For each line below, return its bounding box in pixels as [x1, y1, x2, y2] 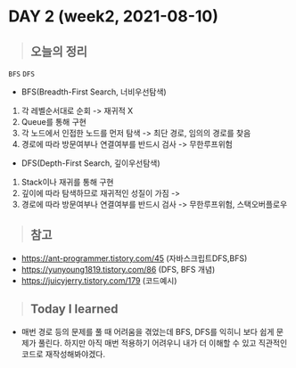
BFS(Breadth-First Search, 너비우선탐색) [21, 86, 167, 97]
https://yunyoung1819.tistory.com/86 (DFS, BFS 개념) [21, 264, 216, 274]
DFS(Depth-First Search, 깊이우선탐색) [21, 158, 161, 168]
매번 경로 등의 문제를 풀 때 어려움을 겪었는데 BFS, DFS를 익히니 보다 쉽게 [21, 326, 275, 337]
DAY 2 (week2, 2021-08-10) [8, 6, 219, 27]
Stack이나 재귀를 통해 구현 [21, 176, 114, 187]
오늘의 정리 [29, 44, 88, 59]
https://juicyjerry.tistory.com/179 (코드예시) [21, 274, 177, 286]
